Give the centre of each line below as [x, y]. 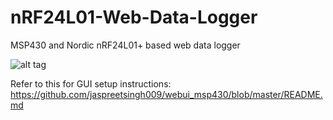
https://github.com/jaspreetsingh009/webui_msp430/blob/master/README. [166, 94]
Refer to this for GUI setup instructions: [91, 83]
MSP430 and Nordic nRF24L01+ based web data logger [125, 45]
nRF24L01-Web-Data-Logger [134, 17]
